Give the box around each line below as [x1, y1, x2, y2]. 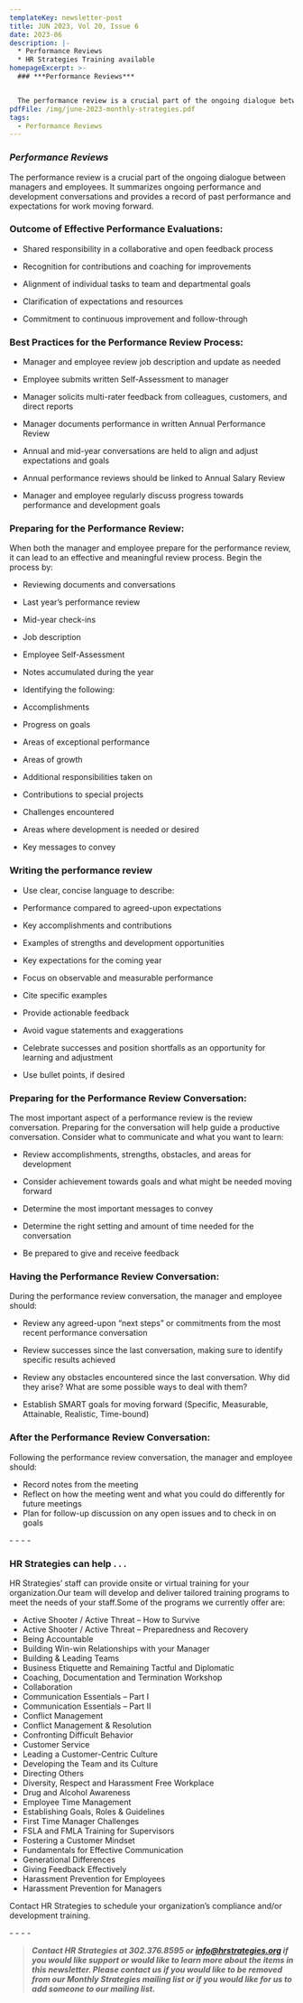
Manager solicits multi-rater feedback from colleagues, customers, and [22, 392, 288, 403]
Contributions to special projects [22, 789, 144, 800]
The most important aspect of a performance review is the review [9, 1112, 253, 1124]
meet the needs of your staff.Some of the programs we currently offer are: [9, 1597, 286, 1608]
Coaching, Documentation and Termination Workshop [22, 1672, 223, 1683]
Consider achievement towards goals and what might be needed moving [22, 1176, 293, 1187]
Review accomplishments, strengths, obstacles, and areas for [22, 1149, 252, 1160]
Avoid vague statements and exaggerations [22, 1025, 184, 1035]
